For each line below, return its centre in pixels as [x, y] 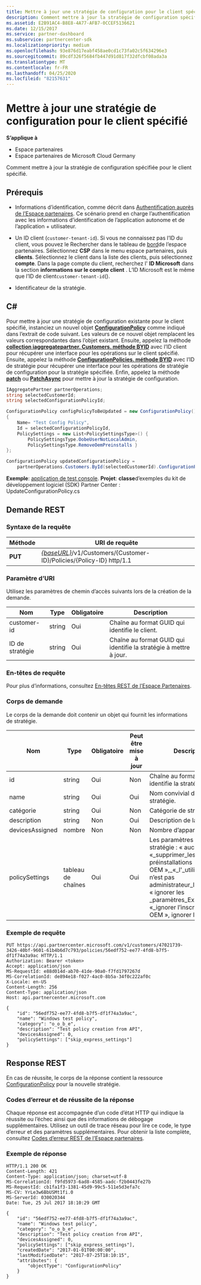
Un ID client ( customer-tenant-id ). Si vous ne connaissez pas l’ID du [99, 238]
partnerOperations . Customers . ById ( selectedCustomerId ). [88, 467]
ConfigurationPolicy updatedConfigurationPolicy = [71, 462]
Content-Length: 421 [32, 1172]
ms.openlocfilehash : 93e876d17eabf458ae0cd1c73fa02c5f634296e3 [87, 51]
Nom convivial [169, 793]
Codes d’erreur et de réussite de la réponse [70, 1100]
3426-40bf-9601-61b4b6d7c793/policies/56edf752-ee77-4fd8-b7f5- [88, 950]
